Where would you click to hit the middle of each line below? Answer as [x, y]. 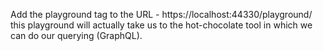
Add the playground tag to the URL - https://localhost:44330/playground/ [161, 14]
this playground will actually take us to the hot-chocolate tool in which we [161, 25]
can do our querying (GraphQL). [76, 35]
